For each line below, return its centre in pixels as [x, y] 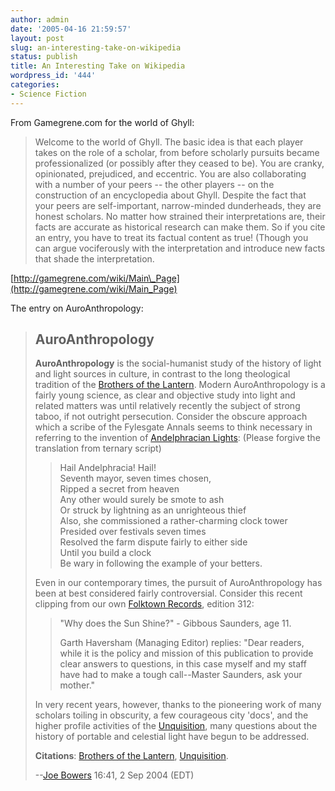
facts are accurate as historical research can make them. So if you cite [180, 227]
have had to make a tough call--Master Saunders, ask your [181, 675]
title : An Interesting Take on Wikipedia [98, 66]
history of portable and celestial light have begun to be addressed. [172, 737]
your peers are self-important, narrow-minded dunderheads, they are [178, 205]
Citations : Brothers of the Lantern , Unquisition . [131, 756]
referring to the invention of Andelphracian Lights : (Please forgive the [177, 438]
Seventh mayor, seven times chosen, [135, 478]
